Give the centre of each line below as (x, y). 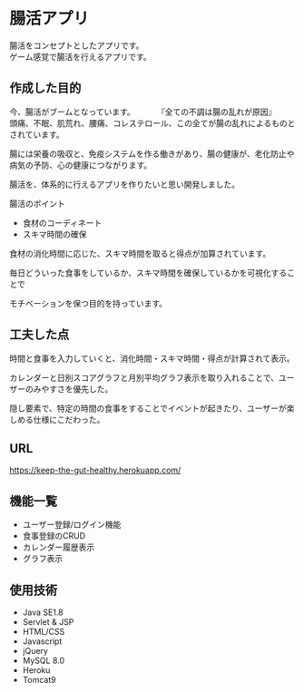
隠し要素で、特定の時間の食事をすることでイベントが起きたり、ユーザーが (148, 408)
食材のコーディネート (62, 222)
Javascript (42, 641)
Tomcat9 (39, 680)
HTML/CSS (44, 632)
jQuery (35, 651)
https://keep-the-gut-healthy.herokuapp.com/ (95, 470)
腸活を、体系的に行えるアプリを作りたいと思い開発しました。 (123, 184)
